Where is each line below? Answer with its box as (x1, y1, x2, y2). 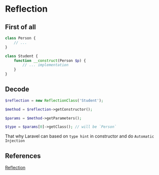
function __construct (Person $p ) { (14, 58, 86, 63)
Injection (5, 138, 25, 143)
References (5, 152, 41, 160)
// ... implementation (22, 62, 69, 68)
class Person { (5, 36, 36, 40)
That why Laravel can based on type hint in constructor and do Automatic (5, 133, 155, 139)
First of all (5, 23, 36, 31)
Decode (5, 85, 29, 94)
